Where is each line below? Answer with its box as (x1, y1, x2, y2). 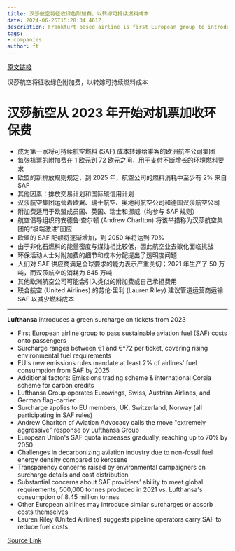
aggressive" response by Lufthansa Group (17, 426, 140, 434)
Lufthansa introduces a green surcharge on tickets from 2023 (7, 315, 187, 323)
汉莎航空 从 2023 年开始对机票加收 (7, 105, 204, 121)
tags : (7, 29, 23, 37)
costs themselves (17, 508, 69, 516)
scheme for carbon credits (17, 381, 94, 389)
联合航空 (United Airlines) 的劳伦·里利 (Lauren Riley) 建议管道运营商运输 (17, 285, 224, 294)
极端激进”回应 (32, 224, 73, 233)
